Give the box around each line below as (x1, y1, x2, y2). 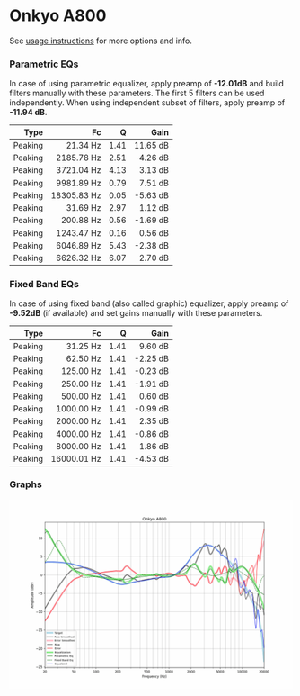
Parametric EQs (9, 58, 79, 70)
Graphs (9, 478, 42, 491)
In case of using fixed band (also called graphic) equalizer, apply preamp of (9, 298, 289, 309)
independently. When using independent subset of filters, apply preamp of (9, 97, 286, 108)
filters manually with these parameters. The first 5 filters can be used (9, 87, 265, 99)
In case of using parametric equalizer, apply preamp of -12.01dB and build (9, 78, 285, 89)
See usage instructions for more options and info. (9, 35, 193, 46)
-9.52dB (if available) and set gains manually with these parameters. (9, 308, 263, 319)
